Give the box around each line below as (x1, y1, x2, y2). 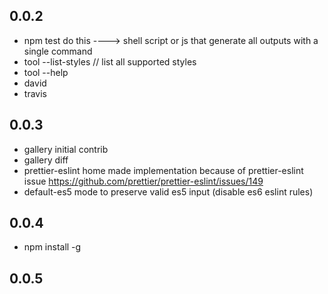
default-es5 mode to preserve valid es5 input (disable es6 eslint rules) (23, 185, 314, 198)
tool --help (23, 66, 69, 78)
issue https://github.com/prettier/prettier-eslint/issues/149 (23, 175, 264, 187)
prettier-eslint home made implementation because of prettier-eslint (23, 164, 304, 176)
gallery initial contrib (23, 143, 109, 155)
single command (23, 45, 93, 57)
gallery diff (23, 154, 69, 166)
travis (23, 87, 47, 99)
